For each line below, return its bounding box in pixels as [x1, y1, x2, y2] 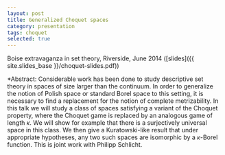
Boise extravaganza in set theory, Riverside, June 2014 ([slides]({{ [7, 54, 194, 62]
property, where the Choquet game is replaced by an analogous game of [7, 111, 213, 120]
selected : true [7, 36, 51, 43]
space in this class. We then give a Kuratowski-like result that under [7, 126, 199, 134]
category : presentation [7, 23, 75, 29]
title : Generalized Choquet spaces [7, 16, 109, 23]
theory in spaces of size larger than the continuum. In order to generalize [7, 82, 214, 91]
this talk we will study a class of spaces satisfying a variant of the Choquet [7, 104, 218, 112]
